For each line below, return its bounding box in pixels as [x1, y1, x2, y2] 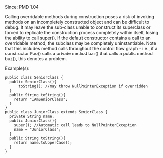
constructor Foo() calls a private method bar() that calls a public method [5, 51, 153, 56]
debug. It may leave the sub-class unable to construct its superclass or [5, 24, 151, 30]
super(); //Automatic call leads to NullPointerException [14, 123, 137, 128]
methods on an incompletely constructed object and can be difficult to [5, 19, 149, 25]
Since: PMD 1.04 [5, 4, 39, 10]
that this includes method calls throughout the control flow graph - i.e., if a [5, 46, 158, 51]
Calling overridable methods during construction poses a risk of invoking [5, 14, 154, 19]
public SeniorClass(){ [9, 79, 57, 84]
